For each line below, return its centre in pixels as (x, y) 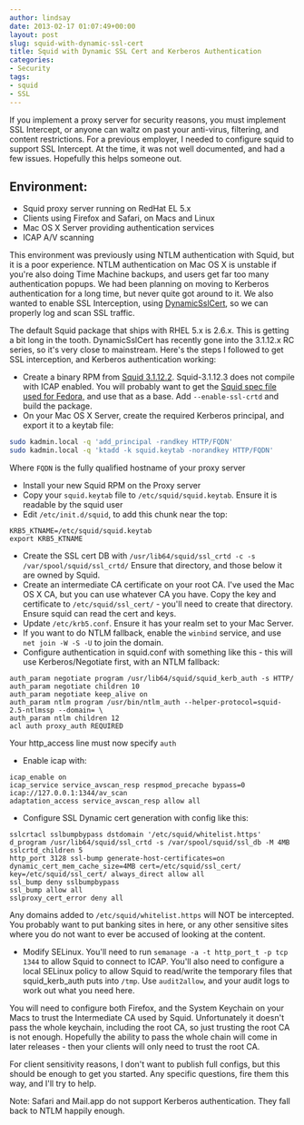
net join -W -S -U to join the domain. (93, 643)
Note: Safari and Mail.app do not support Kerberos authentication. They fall (150, 1101)
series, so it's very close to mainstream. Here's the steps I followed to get (147, 350)
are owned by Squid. (61, 575)
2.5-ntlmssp (32, 711)
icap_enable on (38, 777)
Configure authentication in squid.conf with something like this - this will (157, 652)
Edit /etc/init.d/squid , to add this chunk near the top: (125, 515)
